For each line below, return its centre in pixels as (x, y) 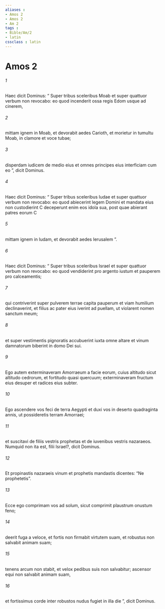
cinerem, (14, 106)
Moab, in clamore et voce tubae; (38, 138)
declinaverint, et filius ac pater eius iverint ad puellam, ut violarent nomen (80, 308)
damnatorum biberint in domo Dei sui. (43, 346)
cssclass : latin (23, 42)
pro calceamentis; (23, 277)
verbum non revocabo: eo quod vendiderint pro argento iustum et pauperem (83, 271)
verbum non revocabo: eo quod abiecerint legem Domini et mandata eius (80, 202)
